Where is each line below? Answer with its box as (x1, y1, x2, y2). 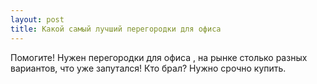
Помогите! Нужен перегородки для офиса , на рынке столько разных (10, 51, 308, 63)
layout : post (10, 14, 65, 25)
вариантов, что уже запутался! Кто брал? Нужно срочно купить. (10, 62, 287, 74)
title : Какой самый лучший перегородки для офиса (10, 24, 222, 34)
